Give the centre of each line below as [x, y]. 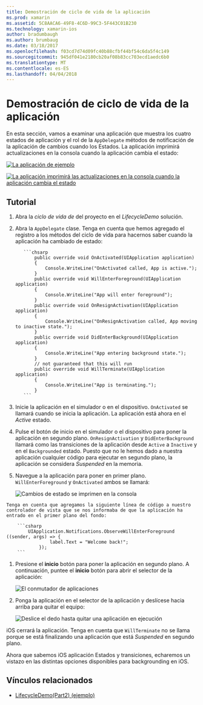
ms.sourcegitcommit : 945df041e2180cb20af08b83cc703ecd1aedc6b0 [88, 57]
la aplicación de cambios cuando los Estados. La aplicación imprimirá [93, 147]
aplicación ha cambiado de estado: [59, 241]
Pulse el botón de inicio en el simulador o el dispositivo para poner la [101, 432]
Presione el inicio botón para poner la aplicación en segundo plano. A [102, 564]
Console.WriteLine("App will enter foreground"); [109, 295]
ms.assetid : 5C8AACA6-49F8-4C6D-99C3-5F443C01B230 [72, 23]
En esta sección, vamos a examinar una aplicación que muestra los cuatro [99, 133]
